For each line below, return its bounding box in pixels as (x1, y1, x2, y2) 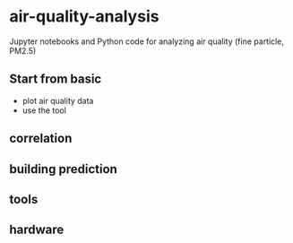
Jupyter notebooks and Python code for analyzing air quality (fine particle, (9, 36, 285, 47)
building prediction (9, 161, 118, 177)
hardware (9, 222, 65, 238)
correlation (9, 131, 73, 146)
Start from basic (9, 72, 102, 87)
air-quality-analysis (9, 6, 159, 27)
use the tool (22, 105, 67, 116)
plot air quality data (22, 95, 94, 106)
